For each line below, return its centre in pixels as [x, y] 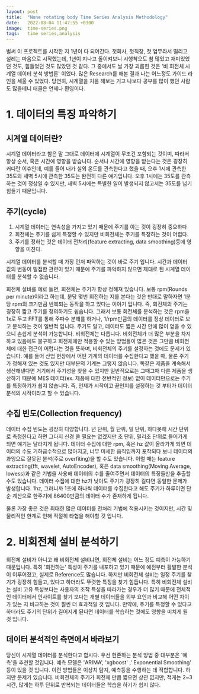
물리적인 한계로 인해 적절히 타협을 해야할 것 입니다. [65, 516]
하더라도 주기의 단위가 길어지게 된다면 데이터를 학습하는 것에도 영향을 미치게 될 [97, 611]
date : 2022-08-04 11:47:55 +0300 [50, 23]
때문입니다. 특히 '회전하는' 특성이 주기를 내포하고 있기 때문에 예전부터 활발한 [94, 567]
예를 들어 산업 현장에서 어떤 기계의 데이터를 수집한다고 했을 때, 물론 [101, 356]
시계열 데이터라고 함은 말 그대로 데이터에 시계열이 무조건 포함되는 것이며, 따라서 [98, 154]
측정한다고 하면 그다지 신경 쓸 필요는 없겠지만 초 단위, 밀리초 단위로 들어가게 [100, 436]
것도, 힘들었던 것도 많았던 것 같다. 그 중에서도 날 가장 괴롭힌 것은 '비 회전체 [98, 66]
